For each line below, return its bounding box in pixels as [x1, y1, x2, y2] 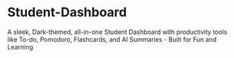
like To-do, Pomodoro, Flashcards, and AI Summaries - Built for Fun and [7, 35, 217, 43]
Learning [7, 42, 34, 51]
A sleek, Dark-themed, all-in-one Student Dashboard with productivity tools [7, 28, 228, 36]
